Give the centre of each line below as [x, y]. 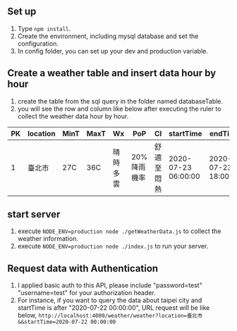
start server [34, 214]
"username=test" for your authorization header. [87, 293]
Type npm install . [44, 28]
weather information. [48, 239]
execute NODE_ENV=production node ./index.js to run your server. [113, 246]
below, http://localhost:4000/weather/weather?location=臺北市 [110, 316]
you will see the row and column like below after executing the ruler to [119, 108]
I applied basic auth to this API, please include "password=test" [110, 285]
